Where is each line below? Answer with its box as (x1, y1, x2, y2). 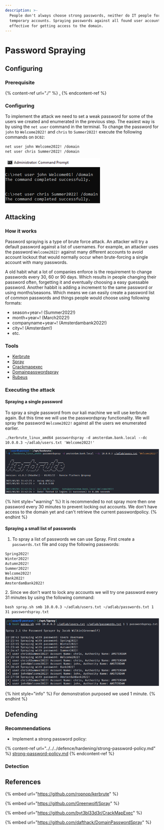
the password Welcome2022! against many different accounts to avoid (5, 249, 143, 255)
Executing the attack (5, 387, 55, 393)
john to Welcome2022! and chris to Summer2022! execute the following (5, 129, 142, 135)
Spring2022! (5, 551, 29, 557)
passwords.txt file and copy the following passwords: (12, 542, 120, 547)
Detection (5, 763, 29, 770)
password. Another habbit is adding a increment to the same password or (5, 284, 153, 290)
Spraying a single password (5, 398, 62, 404)
